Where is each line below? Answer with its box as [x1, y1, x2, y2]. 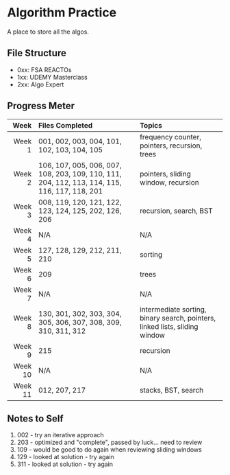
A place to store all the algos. [7, 27, 89, 36]
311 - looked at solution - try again [16, 460, 113, 468]
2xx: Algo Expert [16, 80, 64, 89]
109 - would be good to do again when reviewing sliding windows [16, 445, 202, 454]
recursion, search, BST [139, 206, 214, 216]
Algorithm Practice [7, 5, 117, 21]
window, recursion [139, 177, 200, 187]
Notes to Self [7, 413, 64, 424]
